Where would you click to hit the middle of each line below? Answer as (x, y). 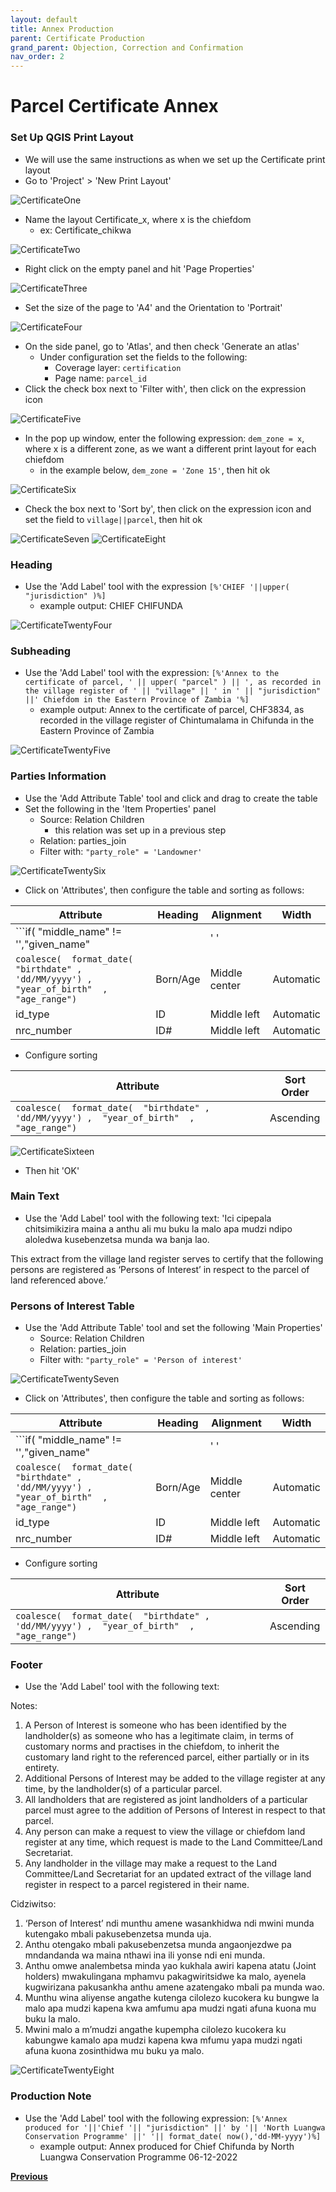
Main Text (35, 1196)
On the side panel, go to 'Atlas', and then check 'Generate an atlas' (162, 346)
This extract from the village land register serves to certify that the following (167, 1258)
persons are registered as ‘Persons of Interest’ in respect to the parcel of (160, 1269)
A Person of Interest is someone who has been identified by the (156, 1725)
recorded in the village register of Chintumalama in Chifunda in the (177, 720)
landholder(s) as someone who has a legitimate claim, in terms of (159, 1736)
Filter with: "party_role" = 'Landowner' (121, 851)
